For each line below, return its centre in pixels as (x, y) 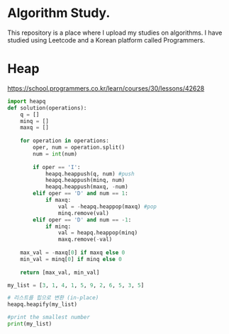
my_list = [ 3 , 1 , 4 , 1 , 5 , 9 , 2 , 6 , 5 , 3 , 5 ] (76, 285)
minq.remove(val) (84, 213)
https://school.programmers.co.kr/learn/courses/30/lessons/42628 (106, 88)
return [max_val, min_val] (60, 272)
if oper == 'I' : (57, 167)
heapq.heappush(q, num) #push (90, 174)
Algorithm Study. (59, 13)
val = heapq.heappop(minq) (98, 233)
